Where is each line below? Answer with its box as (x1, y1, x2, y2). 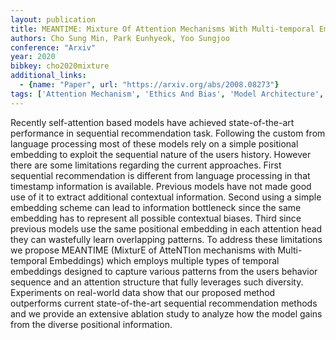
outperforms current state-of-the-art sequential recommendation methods (10, 297, 318, 309)
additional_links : (10, 71, 87, 81)
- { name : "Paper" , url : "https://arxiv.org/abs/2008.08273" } (19, 80, 280, 90)
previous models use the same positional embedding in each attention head (10, 222, 323, 235)
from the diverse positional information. (10, 318, 173, 330)
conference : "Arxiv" (10, 42, 97, 53)
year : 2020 (10, 52, 56, 62)
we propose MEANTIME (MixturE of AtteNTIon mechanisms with (10, 244, 276, 256)
